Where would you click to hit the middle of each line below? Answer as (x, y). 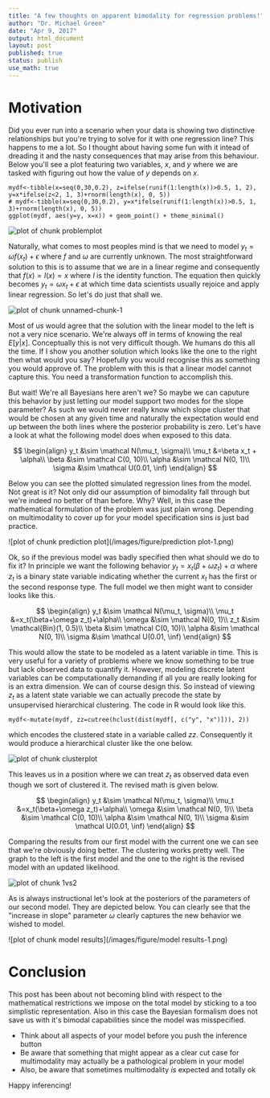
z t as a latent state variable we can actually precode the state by (115, 696)
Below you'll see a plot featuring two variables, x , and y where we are (123, 164)
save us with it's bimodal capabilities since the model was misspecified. (127, 1020)
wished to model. (37, 924)
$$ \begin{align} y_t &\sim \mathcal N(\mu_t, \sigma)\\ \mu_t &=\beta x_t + (135, 451)
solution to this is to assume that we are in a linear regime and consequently (134, 267)
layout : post (30, 46)
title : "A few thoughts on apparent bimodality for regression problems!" (136, 16)
